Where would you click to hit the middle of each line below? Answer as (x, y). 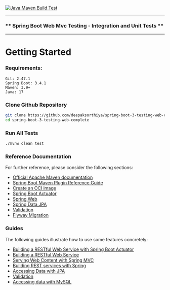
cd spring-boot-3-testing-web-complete (47, 120)
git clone (16, 115)
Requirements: (24, 68)
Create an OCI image (34, 188)
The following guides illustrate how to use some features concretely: (77, 239)
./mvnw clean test (25, 144)
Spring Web (25, 199)
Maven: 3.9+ (18, 87)
